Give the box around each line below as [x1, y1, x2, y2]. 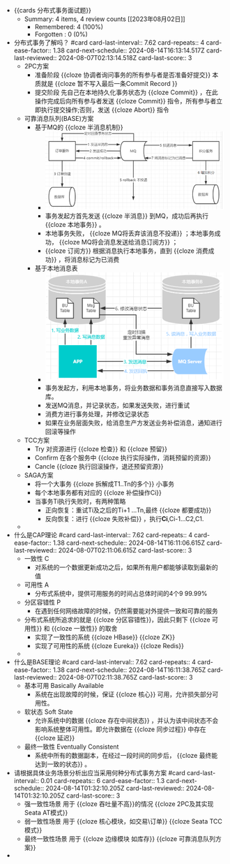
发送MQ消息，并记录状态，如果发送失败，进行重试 [45, 401, 190, 409]
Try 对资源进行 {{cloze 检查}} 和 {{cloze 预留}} [34, 444, 167, 453]
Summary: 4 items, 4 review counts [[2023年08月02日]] [24, 15, 186, 23]
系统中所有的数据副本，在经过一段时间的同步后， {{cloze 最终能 [34, 751, 218, 759]
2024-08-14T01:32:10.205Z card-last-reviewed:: [45, 784, 185, 792]
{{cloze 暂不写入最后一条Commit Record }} [54, 80, 178, 87]
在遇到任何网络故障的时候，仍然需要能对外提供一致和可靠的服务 [34, 606, 218, 615]
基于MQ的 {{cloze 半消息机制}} [34, 123, 123, 131]
